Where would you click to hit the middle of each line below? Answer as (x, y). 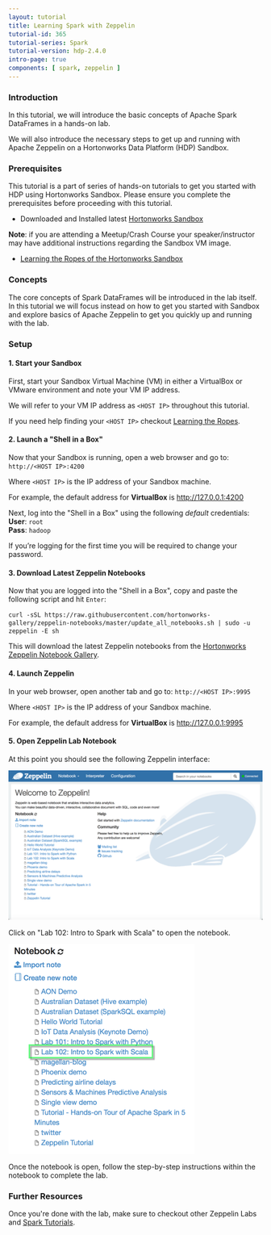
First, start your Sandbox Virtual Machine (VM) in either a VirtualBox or (126, 381)
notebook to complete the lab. (58, 1175)
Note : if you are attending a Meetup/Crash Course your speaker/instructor (132, 235)
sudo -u (238, 623)
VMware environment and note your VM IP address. (94, 389)
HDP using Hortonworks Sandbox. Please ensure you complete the (120, 195)
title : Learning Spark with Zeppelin (72, 25)
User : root (26, 521)
